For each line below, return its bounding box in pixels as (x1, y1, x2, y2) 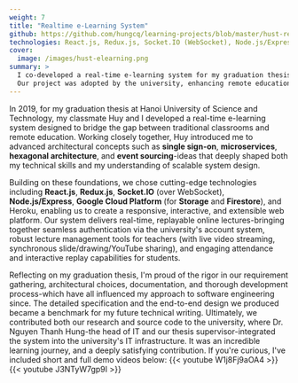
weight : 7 (9, 12, 46, 22)
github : (9, 29, 38, 38)
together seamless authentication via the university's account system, (9, 223, 265, 235)
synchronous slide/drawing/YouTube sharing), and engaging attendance (9, 243, 273, 254)
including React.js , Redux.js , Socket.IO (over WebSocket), (9, 186, 224, 197)
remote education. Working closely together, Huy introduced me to (9, 131, 254, 142)
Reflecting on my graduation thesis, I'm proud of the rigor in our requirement (9, 270, 288, 280)
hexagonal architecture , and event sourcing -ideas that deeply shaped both (9, 150, 288, 160)
